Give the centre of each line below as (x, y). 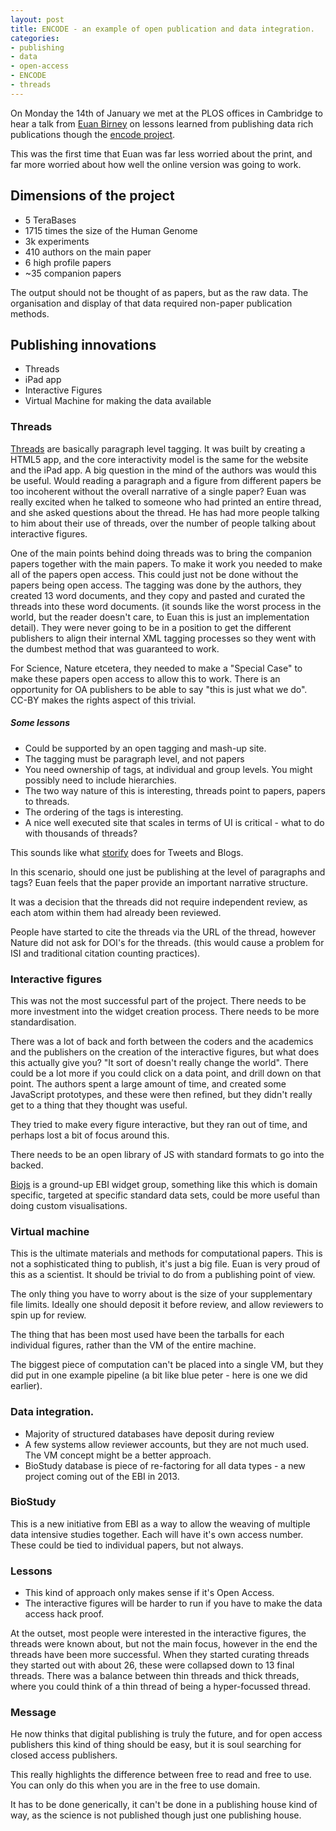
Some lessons (40, 723)
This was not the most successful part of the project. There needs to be (158, 1000)
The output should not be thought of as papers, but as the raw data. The (159, 292)
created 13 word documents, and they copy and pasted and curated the (158, 595)
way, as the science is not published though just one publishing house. (156, 1815)
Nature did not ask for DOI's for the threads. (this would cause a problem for (167, 942)
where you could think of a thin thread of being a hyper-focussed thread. (160, 1687)
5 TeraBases (50, 220)
